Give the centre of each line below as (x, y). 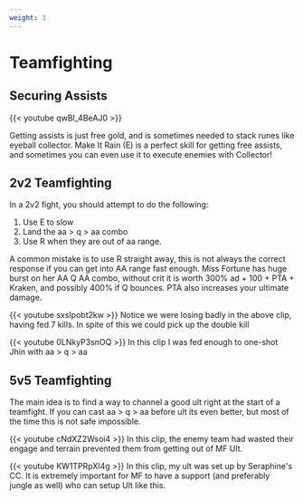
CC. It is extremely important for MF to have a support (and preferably (140, 476)
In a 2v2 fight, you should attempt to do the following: (109, 205)
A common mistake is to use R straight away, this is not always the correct (148, 259)
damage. (26, 298)
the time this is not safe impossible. (75, 421)
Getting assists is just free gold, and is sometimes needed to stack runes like (152, 135)
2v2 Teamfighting (61, 183)
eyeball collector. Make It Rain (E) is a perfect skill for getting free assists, (146, 145)
